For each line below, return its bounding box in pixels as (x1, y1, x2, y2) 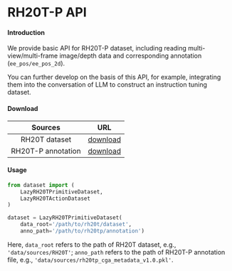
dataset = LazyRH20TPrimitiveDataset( (7, 214, 122, 221)
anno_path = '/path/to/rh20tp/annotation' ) (20, 228, 144, 235)
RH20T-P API (7, 4, 87, 21)
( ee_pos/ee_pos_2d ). (7, 59, 65, 68)
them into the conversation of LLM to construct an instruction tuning (7, 80, 208, 89)
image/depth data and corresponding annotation (59, 51, 202, 60)
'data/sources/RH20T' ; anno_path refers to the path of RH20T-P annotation (7, 248, 226, 256)
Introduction (7, 28, 45, 36)
